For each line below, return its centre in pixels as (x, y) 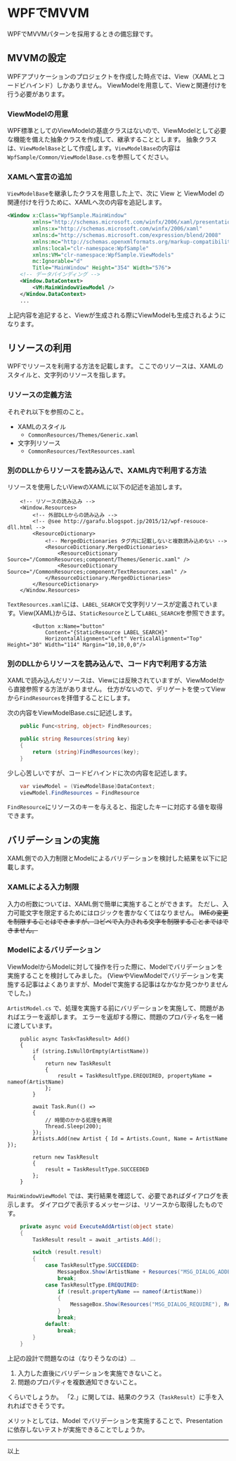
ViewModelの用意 (38, 114)
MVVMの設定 (37, 58)
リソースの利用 (39, 348)
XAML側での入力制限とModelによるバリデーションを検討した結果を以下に (114, 858)
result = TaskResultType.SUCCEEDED (97, 1169)
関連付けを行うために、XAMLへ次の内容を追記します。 (86, 202)
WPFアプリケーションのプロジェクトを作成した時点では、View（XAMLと (113, 76)
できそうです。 (47, 1405)
